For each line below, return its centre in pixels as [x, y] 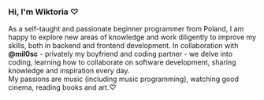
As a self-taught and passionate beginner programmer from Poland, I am [126, 29]
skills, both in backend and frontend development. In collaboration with [123, 46]
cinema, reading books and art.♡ [62, 87]
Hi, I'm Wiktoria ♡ [43, 12]
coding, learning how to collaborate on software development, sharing [122, 62]
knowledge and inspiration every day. [69, 71]
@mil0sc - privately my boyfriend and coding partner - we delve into [121, 54]
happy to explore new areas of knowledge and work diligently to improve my [132, 37]
